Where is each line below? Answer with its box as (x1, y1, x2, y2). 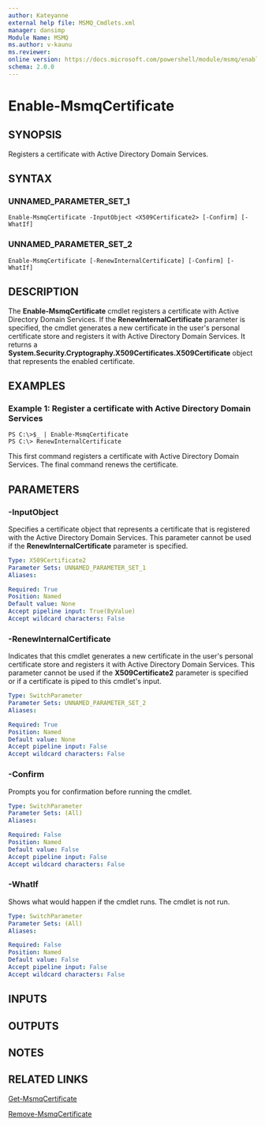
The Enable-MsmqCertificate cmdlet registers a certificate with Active (8, 306, 239, 316)
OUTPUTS (8, 1019, 59, 1033)
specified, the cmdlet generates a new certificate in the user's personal (8, 323, 241, 332)
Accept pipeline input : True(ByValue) (8, 607, 136, 616)
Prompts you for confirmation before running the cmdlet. (8, 786, 192, 796)
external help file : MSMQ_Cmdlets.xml (8, 19, 136, 27)
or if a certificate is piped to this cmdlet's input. (8, 677, 162, 686)
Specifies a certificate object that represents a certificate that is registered (8, 524, 250, 534)
